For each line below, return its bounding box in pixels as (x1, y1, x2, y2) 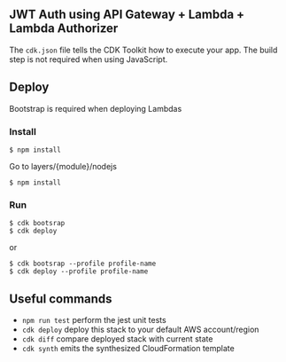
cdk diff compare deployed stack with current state (21, 334, 213, 344)
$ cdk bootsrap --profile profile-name (9, 259, 157, 269)
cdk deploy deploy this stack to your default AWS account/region (21, 324, 259, 335)
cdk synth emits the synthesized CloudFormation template (21, 343, 235, 354)
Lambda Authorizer (9, 21, 119, 36)
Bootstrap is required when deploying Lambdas (9, 103, 182, 114)
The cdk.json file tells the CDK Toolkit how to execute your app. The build (9, 44, 278, 55)
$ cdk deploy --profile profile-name (9, 267, 149, 276)
